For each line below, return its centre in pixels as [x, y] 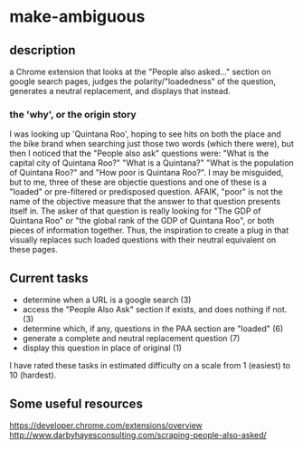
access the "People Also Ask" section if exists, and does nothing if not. [155, 310]
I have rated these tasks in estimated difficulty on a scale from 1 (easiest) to [150, 366]
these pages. [34, 250]
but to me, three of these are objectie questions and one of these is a [138, 182]
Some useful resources [76, 403]
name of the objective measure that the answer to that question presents [145, 202]
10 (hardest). [33, 375]
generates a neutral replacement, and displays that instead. [120, 91]
